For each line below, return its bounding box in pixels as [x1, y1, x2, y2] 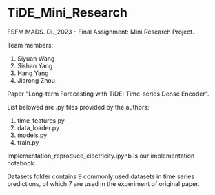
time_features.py [17, 116, 65, 125]
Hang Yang [17, 69, 50, 77]
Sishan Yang [17, 61, 53, 70]
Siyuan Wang [17, 54, 55, 63]
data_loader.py [17, 123, 60, 132]
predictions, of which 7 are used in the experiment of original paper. [7, 179, 200, 187]
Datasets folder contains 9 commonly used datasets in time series [7, 172, 195, 181]
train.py [17, 138, 39, 146]
